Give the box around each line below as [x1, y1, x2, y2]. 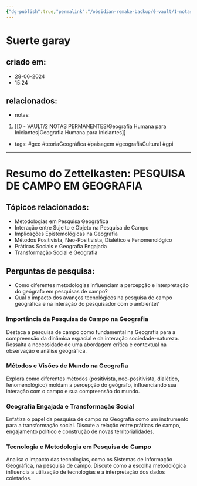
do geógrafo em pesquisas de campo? [14, 288, 108, 295]
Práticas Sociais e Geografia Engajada [14, 243, 107, 250]
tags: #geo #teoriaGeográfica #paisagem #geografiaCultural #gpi [14, 140, 174, 147]
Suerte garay [6, 33, 71, 47]
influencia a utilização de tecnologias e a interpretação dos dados [6, 468, 165, 475]
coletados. [6, 475, 32, 482]
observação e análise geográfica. [6, 347, 87, 354]
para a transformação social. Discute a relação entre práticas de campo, [6, 422, 181, 429]
